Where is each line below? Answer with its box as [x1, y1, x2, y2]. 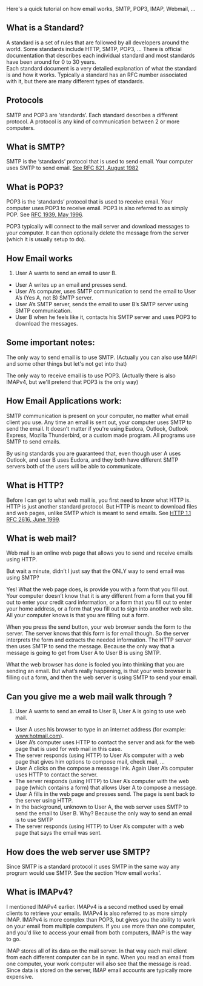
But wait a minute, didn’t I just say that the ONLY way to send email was [6, 567, 185, 575]
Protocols [6, 95, 44, 106]
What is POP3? [6, 182, 64, 192]
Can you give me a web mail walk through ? [6, 691, 173, 702]
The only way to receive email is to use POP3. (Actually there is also [6, 372, 176, 379]
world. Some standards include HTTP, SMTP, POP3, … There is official [6, 45, 182, 52]
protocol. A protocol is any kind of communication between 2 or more [6, 118, 180, 125]
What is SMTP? [6, 142, 65, 152]
